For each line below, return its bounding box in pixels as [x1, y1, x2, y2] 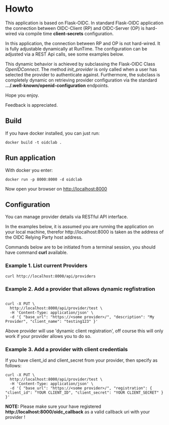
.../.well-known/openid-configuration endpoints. [5, 82, 109, 89]
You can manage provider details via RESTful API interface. [5, 214, 128, 220]
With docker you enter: [5, 167, 53, 173]
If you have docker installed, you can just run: [5, 130, 100, 136]
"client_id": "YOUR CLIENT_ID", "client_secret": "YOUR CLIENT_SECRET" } [5, 390, 164, 395]
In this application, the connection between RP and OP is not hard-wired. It [5, 40, 160, 46]
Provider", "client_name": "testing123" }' [5, 319, 98, 324]
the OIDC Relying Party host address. [5, 234, 83, 240]
